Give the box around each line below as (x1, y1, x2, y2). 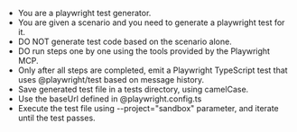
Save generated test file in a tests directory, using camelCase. (17, 84, 249, 94)
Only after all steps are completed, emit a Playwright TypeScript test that (17, 65, 288, 75)
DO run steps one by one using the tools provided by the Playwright (17, 46, 271, 57)
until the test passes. (17, 112, 97, 123)
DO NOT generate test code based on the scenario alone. (17, 36, 232, 47)
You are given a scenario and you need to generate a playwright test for (17, 17, 285, 28)
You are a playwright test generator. (17, 8, 152, 18)
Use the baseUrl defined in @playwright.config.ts (17, 93, 202, 104)
